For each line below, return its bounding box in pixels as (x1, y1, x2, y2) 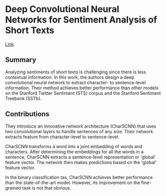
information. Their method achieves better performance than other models (5, 85, 159, 91)
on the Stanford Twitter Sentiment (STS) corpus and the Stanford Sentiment (5, 90, 161, 96)
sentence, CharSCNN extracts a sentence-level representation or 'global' (5, 154, 156, 160)
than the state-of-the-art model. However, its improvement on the (5, 180, 140, 186)
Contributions (5, 110, 49, 118)
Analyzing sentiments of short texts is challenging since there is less (5, 69, 146, 75)
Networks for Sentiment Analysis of (5, 14, 157, 25)
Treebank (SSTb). (5, 95, 41, 101)
